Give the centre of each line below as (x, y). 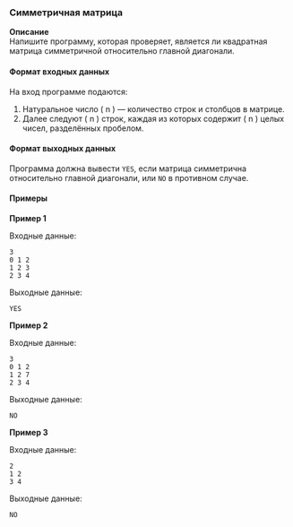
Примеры (28, 198)
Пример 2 (29, 325)
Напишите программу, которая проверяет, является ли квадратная (138, 41)
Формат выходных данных (63, 149)
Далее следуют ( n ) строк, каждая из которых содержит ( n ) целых (153, 118)
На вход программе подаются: (69, 91)
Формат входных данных (60, 71)
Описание (29, 32)
